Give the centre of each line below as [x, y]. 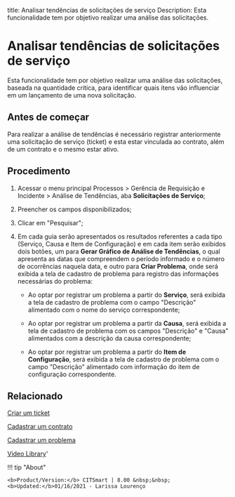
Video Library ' [28, 454]
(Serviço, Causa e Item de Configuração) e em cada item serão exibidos [122, 244]
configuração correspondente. [72, 374]
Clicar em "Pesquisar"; [50, 223]
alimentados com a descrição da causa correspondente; [109, 338]
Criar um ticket [29, 413]
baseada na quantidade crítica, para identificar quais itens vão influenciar [113, 88]
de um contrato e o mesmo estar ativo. [63, 149]
